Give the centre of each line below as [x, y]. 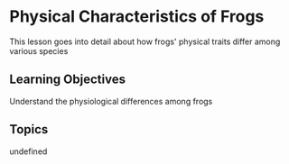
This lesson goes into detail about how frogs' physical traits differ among [145, 41]
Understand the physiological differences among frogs [111, 101]
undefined [28, 151]
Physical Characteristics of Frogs [137, 17]
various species [39, 50]
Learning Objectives [68, 80]
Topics [29, 129]
